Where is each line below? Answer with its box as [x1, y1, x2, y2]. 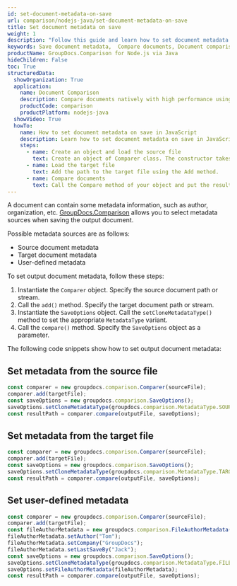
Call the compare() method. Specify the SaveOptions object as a [17, 323, 201, 332]
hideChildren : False [7, 57, 68, 64]
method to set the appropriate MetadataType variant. [17, 316, 168, 324]
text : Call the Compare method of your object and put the [32, 181, 210, 188]
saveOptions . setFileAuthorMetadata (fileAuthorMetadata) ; [7, 565, 178, 573]
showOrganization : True [13, 76, 83, 84]
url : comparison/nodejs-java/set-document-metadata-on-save [7, 17, 188, 24]
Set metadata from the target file [7, 430, 154, 442]
